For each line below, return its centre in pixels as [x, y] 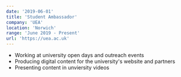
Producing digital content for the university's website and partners [95, 61]
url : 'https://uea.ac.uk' [38, 38]
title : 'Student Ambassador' [42, 17]
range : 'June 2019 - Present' [43, 33]
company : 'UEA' [25, 22]
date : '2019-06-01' [30, 11]
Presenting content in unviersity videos [62, 67]
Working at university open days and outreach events [79, 55]
